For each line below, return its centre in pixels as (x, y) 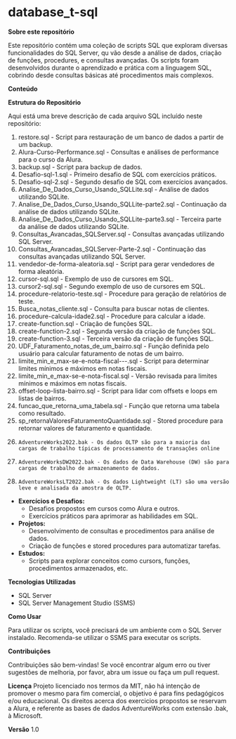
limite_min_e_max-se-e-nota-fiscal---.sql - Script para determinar (113, 361)
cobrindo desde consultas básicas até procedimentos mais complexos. (111, 75)
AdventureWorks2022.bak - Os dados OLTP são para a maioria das (114, 442)
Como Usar (25, 616)
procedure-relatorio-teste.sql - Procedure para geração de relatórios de (122, 294)
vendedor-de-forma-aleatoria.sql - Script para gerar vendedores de (116, 263)
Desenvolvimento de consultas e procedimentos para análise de (122, 530)
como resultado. (42, 413)
